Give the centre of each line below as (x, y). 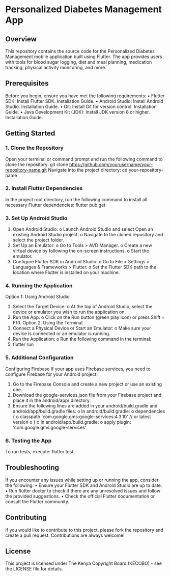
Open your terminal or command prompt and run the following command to (84, 159)
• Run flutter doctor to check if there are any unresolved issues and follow (83, 490)
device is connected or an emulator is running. (61, 334)
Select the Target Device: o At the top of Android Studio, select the (82, 307)
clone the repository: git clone (37, 164)
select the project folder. (38, 240)
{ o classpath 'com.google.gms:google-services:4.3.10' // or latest (82, 417)
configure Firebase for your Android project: (52, 374)
